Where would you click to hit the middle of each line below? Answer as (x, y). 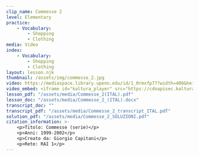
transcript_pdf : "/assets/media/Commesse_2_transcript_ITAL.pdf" (88, 111)
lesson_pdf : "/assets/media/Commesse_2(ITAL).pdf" (70, 94)
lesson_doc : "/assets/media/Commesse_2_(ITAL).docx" (73, 100)
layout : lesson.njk (30, 72)
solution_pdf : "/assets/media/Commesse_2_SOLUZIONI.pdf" (78, 116)
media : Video (22, 45)
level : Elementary (29, 17)
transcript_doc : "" (30, 105)
